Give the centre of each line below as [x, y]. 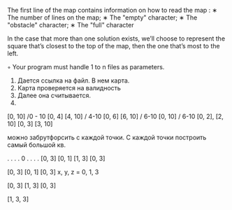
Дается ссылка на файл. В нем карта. [73, 80]
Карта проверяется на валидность [69, 88]
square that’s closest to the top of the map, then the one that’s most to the [114, 46]
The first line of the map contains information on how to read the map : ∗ [113, 10]
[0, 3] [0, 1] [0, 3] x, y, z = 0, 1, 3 [53, 172]
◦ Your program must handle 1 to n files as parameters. [86, 67]
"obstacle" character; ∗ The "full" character [71, 25]
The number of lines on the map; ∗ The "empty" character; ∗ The [102, 17]
